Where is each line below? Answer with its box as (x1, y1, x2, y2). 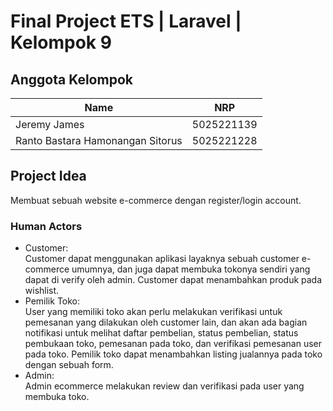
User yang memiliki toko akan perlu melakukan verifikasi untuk (24, 306, 283, 318)
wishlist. (24, 285, 60, 297)
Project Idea (10, 168, 87, 185)
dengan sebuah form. (24, 359, 114, 371)
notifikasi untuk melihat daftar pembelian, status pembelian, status (24, 327, 299, 339)
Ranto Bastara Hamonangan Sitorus (15, 134, 183, 147)
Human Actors (10, 219, 83, 233)
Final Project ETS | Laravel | (10, 10, 242, 33)
